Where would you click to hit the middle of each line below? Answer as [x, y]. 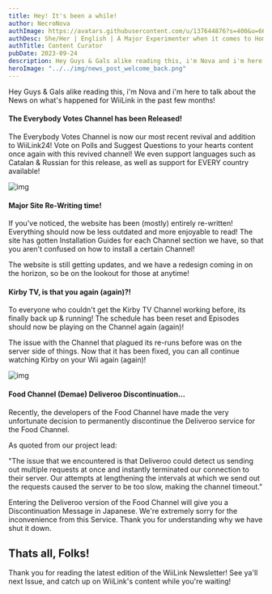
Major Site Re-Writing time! [55, 205]
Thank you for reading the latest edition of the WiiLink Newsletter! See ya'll [133, 573]
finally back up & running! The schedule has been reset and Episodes [124, 318]
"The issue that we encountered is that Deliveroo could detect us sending [131, 460]
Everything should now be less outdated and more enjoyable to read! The [131, 232]
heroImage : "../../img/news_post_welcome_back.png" [97, 69]
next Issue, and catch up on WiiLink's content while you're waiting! [120, 581]
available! [24, 171]
